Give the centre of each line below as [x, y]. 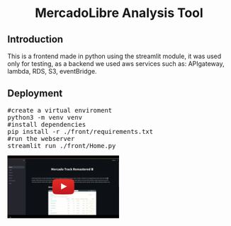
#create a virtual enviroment [60, 110]
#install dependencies [47, 124]
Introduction [35, 39]
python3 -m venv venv [45, 117]
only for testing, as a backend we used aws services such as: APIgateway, [116, 64]
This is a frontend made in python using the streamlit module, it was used [114, 56]
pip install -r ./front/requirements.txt [80, 131]
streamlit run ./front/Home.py [62, 146]
